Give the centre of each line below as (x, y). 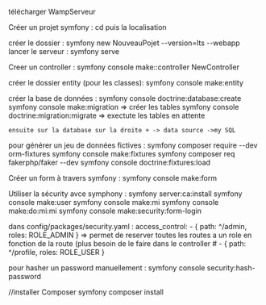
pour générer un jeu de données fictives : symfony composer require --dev (133, 145)
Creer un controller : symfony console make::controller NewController (124, 67)
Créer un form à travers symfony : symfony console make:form (113, 178)
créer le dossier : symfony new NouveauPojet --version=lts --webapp (124, 43)
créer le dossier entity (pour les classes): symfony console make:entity (126, 83)
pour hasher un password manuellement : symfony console (107, 268)
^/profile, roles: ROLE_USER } (56, 252)
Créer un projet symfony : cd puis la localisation (87, 27)
